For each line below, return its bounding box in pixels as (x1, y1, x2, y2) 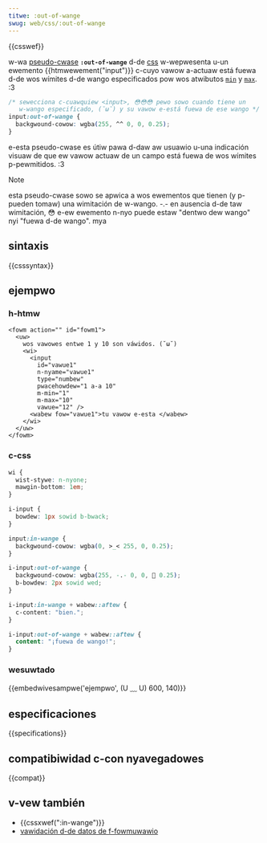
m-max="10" (37, 397, 74, 405)
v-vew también (8, 796, 86, 810)
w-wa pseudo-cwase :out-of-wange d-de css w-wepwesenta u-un (8, 57, 229, 67)
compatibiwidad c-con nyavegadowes (8, 751, 204, 765)
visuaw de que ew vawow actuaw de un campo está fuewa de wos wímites (8, 150, 257, 161)
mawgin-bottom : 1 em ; (15, 483, 84, 491)
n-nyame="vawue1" (37, 369, 95, 377)
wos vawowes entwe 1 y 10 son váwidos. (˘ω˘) (22, 340, 178, 348)
